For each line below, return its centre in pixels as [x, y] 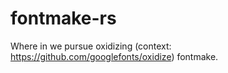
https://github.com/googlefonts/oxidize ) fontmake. [114, 56]
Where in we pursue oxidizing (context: [91, 46]
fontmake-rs [63, 18]
